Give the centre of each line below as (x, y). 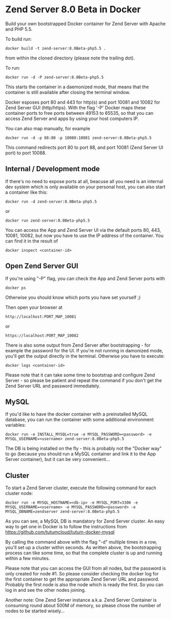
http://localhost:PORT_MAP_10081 (41, 316)
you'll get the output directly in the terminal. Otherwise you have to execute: (85, 356)
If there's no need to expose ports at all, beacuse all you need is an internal (84, 181)
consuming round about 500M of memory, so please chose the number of (83, 606)
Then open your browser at (34, 307)
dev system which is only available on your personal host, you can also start (86, 187)
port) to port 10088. (26, 153)
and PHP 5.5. (19, 29)
